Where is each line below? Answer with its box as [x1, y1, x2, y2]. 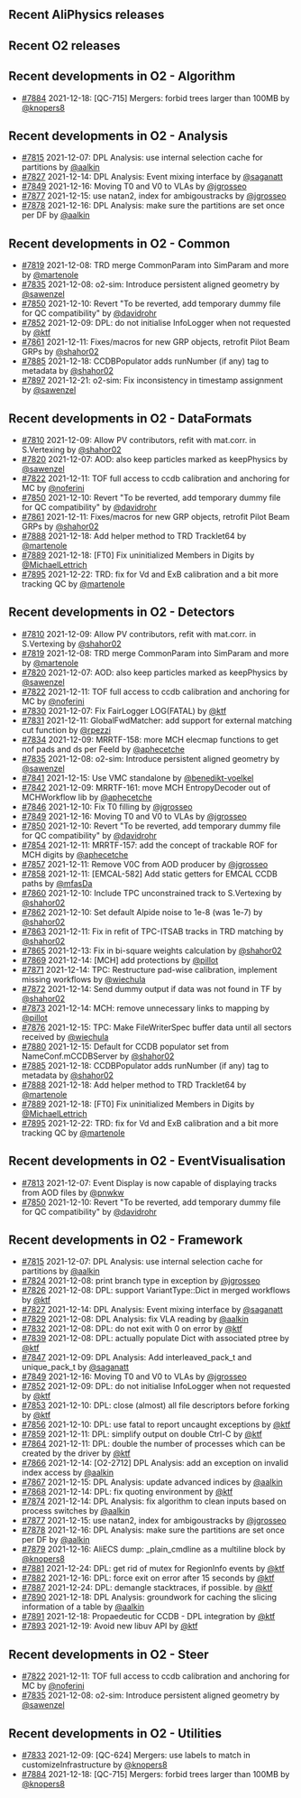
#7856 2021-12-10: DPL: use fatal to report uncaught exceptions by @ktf [21, 1419, 291, 1430]
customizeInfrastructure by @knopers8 [21, 1759, 168, 1770]
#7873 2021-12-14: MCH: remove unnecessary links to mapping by [21, 1002, 269, 1014]
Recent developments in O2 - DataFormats [8, 411, 252, 426]
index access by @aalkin [21, 1467, 114, 1478]
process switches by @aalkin [21, 1506, 131, 1516]
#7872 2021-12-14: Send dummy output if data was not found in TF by [21, 983, 282, 994]
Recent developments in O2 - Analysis [8, 128, 229, 144]
